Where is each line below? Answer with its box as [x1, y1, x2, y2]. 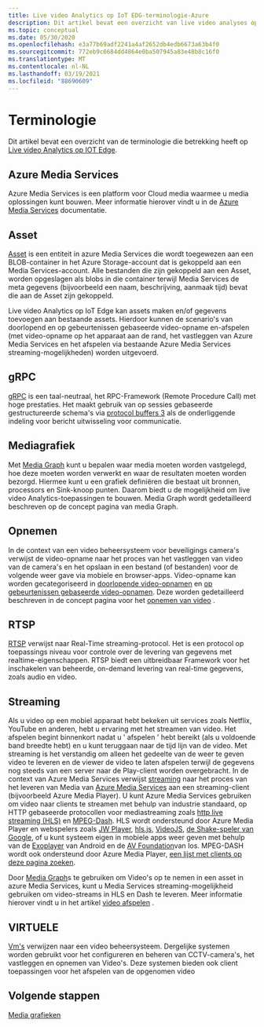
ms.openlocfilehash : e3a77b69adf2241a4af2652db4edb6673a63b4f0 [8, 41, 220, 49]
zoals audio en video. [8, 672, 77, 682]
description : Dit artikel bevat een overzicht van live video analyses [8, 19, 247, 27]
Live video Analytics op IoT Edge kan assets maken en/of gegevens [8, 306, 227, 316]
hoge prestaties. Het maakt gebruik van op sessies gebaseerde [8, 400, 214, 409]
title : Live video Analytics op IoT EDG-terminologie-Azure [8, 11, 210, 20]
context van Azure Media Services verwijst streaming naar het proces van [8, 774, 247, 784]
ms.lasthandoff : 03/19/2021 [8, 70, 101, 78]
